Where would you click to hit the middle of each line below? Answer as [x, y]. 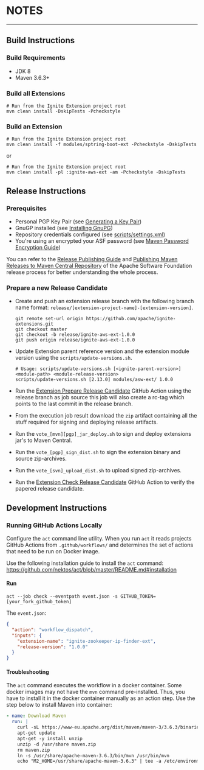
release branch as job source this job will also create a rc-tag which [100, 397]
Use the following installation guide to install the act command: [85, 563]
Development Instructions [57, 508]
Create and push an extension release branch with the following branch [104, 301]
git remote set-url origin [49, 319]
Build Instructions [41, 40]
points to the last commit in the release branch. [74, 404]
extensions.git [34, 324]
